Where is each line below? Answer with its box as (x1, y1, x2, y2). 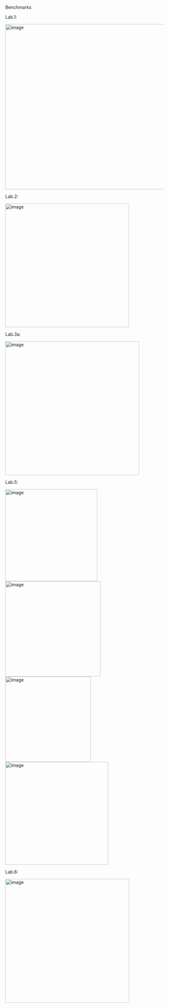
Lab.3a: (5, 331, 21, 337)
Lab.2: (5, 194, 19, 199)
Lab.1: (5, 14, 17, 20)
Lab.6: (5, 869, 19, 875)
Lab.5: (5, 479, 19, 485)
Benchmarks (5, 5, 32, 10)
